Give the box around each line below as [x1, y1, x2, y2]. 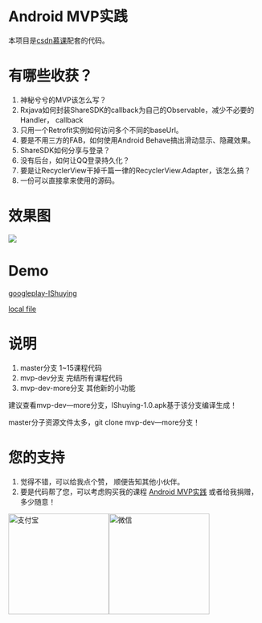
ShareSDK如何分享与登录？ [19, 145, 111, 155]
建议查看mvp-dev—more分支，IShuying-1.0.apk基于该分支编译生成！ [8, 400, 237, 409]
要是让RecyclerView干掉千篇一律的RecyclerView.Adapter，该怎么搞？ [19, 165, 252, 175]
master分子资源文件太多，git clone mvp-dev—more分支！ [8, 417, 201, 427]
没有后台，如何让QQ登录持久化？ [19, 155, 130, 165]
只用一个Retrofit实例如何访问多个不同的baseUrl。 [19, 125, 183, 135]
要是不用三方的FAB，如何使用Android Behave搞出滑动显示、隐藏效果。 [19, 135, 256, 145]
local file [8, 304, 37, 314]
